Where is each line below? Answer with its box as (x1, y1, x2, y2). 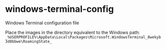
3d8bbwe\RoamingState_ (5, 39, 52, 44)
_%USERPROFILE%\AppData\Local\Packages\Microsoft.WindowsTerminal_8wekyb (5, 35, 162, 40)
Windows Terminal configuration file (5, 20, 80, 26)
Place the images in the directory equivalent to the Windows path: (5, 29, 140, 35)
